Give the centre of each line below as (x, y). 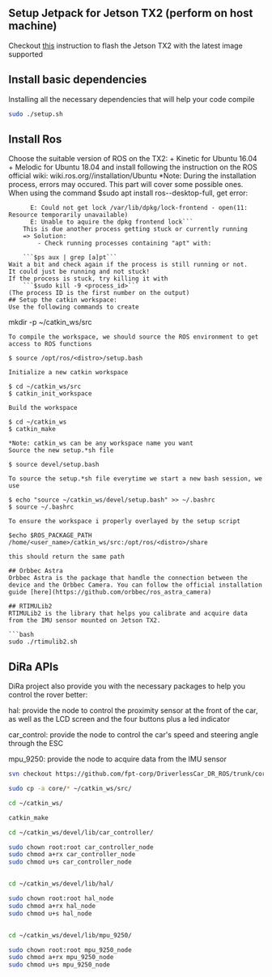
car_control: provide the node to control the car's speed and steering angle (134, 735)
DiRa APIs (34, 666)
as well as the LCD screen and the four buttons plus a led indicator (119, 719)
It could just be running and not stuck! (79, 272)
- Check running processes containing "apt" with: (125, 243)
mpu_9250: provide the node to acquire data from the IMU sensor (117, 759)
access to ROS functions (50, 344)
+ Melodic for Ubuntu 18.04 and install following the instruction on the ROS (133, 167)
